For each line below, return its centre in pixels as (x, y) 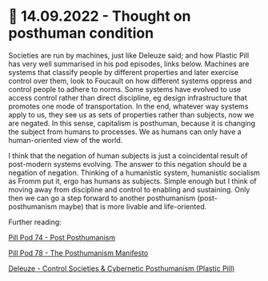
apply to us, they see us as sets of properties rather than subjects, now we (131, 114)
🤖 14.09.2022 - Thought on (100, 16)
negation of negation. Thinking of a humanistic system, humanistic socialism (134, 172)
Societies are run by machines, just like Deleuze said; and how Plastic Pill (129, 55)
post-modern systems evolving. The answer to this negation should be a (128, 164)
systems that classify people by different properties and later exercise (124, 72)
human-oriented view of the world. (66, 140)
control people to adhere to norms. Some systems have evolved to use (125, 89)
